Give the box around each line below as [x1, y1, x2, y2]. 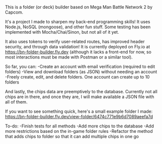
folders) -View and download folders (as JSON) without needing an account [5, 69, 157, 75]
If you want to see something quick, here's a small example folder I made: [5, 108, 153, 114]
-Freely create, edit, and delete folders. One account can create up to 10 [5, 74, 150, 80]
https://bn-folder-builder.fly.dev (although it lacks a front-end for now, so [5, 49, 152, 55]
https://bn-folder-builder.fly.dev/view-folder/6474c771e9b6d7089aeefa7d [5, 114, 153, 119]
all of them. [5, 99, 28, 104]
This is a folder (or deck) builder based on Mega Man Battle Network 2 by [5, 4, 153, 10]
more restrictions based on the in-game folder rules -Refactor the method [5, 128, 153, 134]
